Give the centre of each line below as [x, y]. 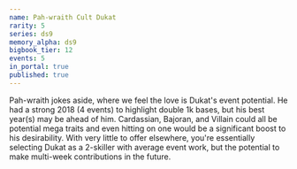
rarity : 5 [27, 26]
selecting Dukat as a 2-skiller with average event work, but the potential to [145, 147]
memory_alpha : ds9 [43, 42]
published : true [39, 75]
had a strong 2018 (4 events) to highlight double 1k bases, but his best [137, 109]
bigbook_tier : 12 [41, 50]
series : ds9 [31, 34]
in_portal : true [39, 67]
